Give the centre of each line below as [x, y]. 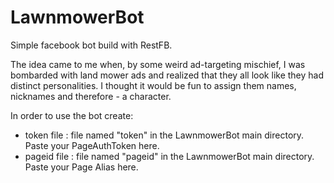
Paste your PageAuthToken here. [92, 145]
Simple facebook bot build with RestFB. [91, 45]
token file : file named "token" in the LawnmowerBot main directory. [164, 135]
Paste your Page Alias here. [81, 167]
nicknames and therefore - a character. [91, 96]
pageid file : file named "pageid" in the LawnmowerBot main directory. [169, 156]
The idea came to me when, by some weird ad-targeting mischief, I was [158, 64]
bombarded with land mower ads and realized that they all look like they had [167, 75]
